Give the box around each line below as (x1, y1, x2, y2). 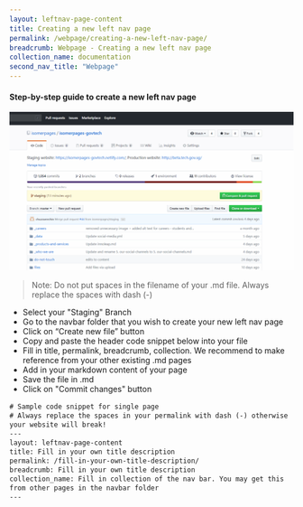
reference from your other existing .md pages (22, 355, 192, 366)
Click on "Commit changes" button (22, 384, 152, 395)
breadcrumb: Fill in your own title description (9, 465, 196, 474)
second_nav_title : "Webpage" (9, 62, 119, 71)
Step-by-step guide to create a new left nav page (9, 91, 197, 102)
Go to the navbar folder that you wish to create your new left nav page (22, 316, 284, 327)
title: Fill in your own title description (9, 447, 176, 456)
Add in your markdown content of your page (22, 364, 188, 375)
